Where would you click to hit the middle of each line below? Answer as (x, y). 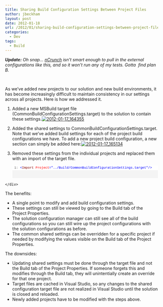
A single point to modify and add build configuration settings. (73, 203)
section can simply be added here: (47, 144)
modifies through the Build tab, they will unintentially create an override (83, 273)
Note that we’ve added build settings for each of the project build (77, 133)
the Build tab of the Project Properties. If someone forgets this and (78, 269)
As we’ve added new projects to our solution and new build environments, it (81, 89)
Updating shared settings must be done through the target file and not (82, 263)
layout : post (18, 18)
